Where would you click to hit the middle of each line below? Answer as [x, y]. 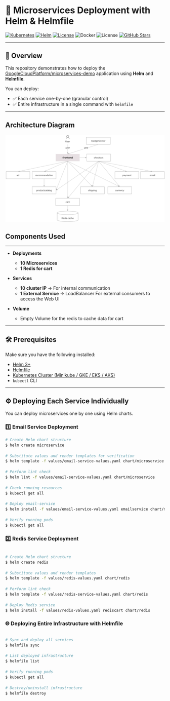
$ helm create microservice [35, 445]
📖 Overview [24, 56]
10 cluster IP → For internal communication [65, 288]
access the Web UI [40, 299]
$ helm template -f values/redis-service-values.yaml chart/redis [77, 595]
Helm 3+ [22, 364]
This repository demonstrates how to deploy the [55, 68]
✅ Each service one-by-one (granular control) [60, 98]
